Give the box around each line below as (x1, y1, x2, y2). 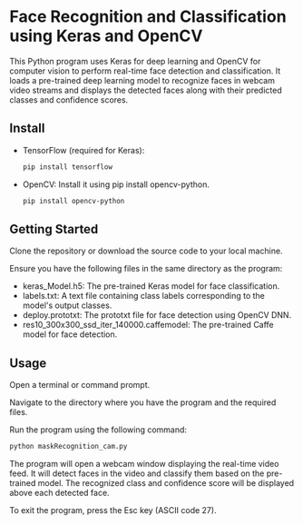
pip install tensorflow (22, 162, 113, 172)
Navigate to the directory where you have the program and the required (9, 397, 277, 408)
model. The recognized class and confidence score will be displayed (37, 478, 295, 488)
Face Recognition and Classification (9, 6, 288, 27)
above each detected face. (9, 488, 111, 498)
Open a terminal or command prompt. (9, 380, 151, 391)
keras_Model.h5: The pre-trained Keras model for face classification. (22, 281, 280, 292)
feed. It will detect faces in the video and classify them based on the (9, 468, 265, 479)
